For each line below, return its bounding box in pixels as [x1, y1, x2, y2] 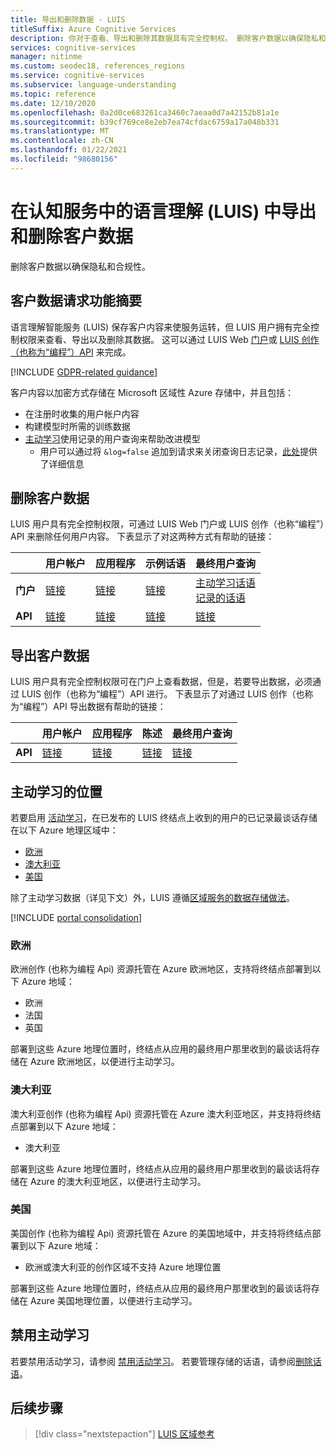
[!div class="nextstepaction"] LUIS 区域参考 [34, 1428, 215, 1440]
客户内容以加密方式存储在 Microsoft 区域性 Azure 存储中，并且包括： [10, 386, 295, 398]
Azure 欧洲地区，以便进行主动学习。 [29, 1056, 180, 1068]
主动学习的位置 [10, 783, 103, 800]
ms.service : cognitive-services [10, 71, 145, 81]
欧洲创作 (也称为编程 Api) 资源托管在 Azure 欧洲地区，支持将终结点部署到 [10, 963, 313, 975]
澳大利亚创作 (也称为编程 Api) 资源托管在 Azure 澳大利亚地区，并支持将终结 [10, 1107, 322, 1120]
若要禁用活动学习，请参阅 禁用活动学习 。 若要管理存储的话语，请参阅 [10, 1355, 296, 1367]
